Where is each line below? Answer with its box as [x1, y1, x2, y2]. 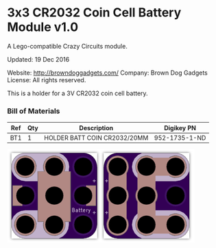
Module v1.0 [7, 19, 79, 35]
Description [79, 123, 114, 132]
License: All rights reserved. [7, 75, 86, 84]
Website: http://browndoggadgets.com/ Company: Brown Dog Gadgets [7, 69, 208, 77]
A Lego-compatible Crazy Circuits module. [7, 42, 128, 50]
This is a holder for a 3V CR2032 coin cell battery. [7, 89, 149, 97]
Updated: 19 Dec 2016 [7, 55, 70, 63]
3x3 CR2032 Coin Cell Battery [7, 5, 182, 21]
